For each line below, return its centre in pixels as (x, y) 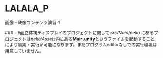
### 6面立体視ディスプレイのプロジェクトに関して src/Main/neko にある (80, 32)
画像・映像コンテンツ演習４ (33, 22)
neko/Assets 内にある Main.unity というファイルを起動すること (93, 39)
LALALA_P (27, 8)
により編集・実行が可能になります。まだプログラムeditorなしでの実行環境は (81, 44)
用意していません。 (24, 51)
